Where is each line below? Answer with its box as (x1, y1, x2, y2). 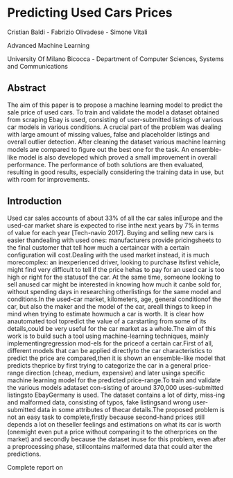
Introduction (7, 196, 62, 207)
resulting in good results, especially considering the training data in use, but (7, 168, 224, 176)
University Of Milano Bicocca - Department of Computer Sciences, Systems (7, 54, 224, 63)
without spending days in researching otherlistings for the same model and (7, 287, 221, 296)
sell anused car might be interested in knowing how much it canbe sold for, (7, 280, 222, 289)
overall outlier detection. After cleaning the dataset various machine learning (7, 137, 226, 146)
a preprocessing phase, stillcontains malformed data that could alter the (7, 442, 213, 450)
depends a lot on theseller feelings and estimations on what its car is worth (7, 420, 222, 428)
